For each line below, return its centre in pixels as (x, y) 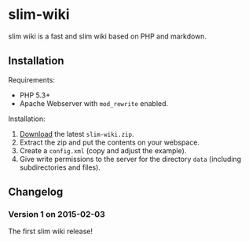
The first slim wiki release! (50, 231)
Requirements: (31, 79)
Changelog (36, 192)
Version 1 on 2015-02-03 (57, 214)
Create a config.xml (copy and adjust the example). (103, 150)
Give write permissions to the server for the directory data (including (130, 159)
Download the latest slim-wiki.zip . (77, 134)
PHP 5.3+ (35, 95)
